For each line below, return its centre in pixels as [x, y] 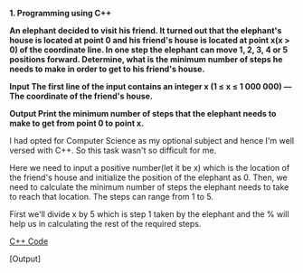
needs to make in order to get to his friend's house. [107, 69]
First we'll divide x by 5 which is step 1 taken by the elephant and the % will [149, 214]
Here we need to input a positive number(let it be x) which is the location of [150, 168]
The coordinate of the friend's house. [81, 96]
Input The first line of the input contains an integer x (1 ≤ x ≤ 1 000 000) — [151, 86]
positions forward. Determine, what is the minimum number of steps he [146, 59]
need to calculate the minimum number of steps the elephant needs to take [149, 187]
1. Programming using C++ [60, 13]
